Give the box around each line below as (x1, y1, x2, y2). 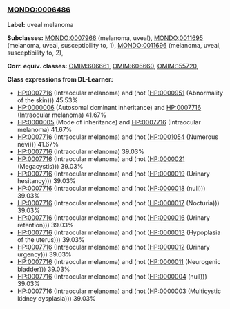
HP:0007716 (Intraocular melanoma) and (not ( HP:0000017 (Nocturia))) (17, 199, 220, 207)
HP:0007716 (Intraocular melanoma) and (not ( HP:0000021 (17, 155, 185, 163)
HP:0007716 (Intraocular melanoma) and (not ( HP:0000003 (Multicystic (17, 287, 221, 295)
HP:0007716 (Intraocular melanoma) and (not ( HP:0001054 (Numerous (17, 133, 219, 141)
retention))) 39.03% (17, 221, 74, 230)
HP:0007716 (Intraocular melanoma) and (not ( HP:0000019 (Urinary (17, 169, 211, 178)
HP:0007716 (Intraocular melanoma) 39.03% (17, 147, 145, 156)
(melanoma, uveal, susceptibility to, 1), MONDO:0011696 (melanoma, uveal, (7, 41, 221, 50)
